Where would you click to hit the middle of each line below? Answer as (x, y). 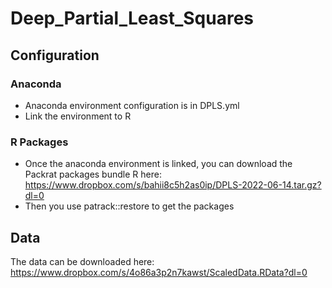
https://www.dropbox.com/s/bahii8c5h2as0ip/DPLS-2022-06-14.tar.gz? (173, 185)
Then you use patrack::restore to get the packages (129, 206)
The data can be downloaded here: (82, 261)
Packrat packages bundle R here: (93, 174)
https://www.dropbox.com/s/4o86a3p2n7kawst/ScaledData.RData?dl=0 (159, 272)
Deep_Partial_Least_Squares (132, 18)
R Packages (39, 142)
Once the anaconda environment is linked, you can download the (158, 164)
